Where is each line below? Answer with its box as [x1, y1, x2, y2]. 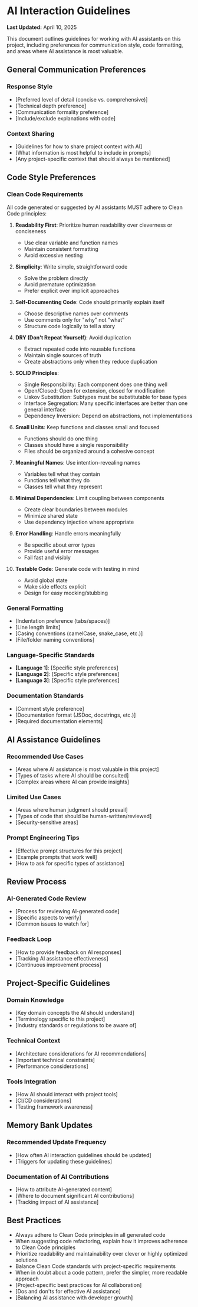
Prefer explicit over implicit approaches [24, 287, 120, 294]
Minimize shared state [24, 512, 78, 519]
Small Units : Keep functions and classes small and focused [15, 423, 160, 430]
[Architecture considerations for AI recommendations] [15, 1050, 147, 1057]
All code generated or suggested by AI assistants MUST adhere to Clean [6, 204, 183, 211]
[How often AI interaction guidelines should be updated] [15, 1151, 152, 1158]
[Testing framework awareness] [15, 1103, 93, 1110]
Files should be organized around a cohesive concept [24, 447, 155, 455]
